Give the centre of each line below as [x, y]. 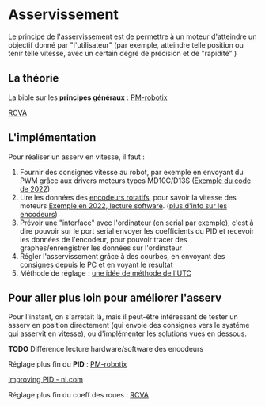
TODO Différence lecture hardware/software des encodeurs [106, 349]
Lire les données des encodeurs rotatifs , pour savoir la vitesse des [128, 197]
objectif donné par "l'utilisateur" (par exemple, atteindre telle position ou [126, 44]
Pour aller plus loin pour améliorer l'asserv [115, 297]
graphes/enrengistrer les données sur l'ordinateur [101, 248]
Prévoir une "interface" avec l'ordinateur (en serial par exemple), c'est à [136, 223]
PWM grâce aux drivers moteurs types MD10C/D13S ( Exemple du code [135, 181]
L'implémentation [52, 137]
